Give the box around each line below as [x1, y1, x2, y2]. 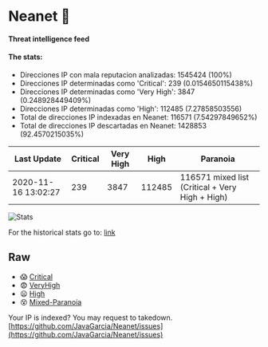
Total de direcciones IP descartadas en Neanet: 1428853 [19, 120, 207, 130]
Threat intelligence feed [8, 34, 90, 43]
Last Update [14, 153, 62, 164]
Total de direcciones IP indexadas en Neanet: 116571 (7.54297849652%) [19, 112, 258, 122]
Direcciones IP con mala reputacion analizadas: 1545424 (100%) [19, 69, 233, 79]
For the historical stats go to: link [8, 227, 116, 237]
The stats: [8, 52, 43, 62]
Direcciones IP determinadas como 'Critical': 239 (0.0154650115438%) [19, 78, 254, 88]
